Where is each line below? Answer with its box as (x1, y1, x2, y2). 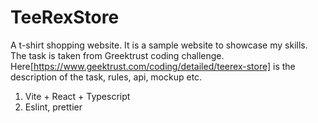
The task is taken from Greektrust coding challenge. (10, 49, 225, 61)
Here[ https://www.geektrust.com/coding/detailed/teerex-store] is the (10, 60, 296, 72)
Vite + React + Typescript (24, 90, 131, 102)
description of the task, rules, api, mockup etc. (10, 71, 203, 83)
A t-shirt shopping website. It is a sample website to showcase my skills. (10, 39, 308, 51)
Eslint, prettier (24, 101, 83, 113)
